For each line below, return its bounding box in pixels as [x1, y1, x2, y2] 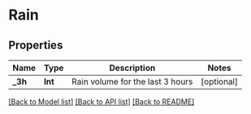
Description [109, 63, 156, 73]
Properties [8, 38, 63, 52]
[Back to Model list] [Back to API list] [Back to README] [8, 97, 195, 107]
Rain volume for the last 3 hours [71, 76, 193, 87]
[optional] [200, 76, 238, 87]
